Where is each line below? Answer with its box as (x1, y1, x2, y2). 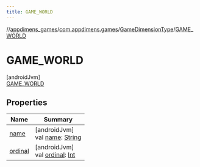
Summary (43, 115, 73, 124)
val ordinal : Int (35, 151, 76, 159)
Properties (6, 97, 48, 107)
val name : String (35, 133, 82, 141)
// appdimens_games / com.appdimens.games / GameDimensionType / (6, 26, 176, 33)
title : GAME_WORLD (6, 9, 53, 15)
